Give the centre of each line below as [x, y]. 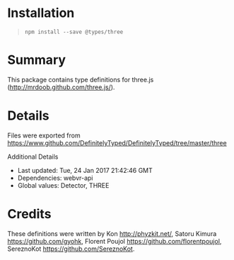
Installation [41, 13]
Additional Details [33, 157]
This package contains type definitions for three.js [81, 79]
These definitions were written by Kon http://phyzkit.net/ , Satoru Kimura [112, 233]
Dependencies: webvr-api [55, 178]
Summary [36, 60]
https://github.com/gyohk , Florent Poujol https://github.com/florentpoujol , [115, 241]
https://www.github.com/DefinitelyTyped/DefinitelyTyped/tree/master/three [117, 142]
